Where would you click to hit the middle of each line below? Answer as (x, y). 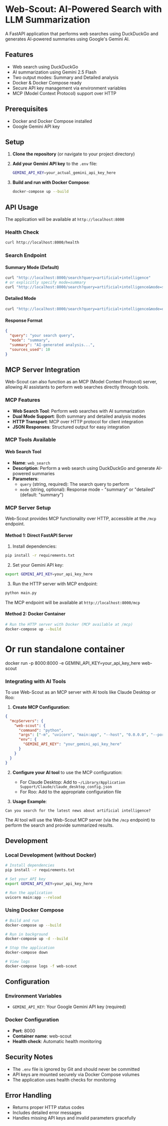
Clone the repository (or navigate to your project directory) (73, 154)
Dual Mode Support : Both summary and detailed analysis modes (79, 416)
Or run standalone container (65, 649)
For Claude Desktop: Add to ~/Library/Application (72, 782)
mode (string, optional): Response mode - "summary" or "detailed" (87, 489)
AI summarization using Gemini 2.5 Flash (54, 72)
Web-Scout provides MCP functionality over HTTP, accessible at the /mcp (81, 518)
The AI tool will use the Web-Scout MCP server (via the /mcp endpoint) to (80, 820)
